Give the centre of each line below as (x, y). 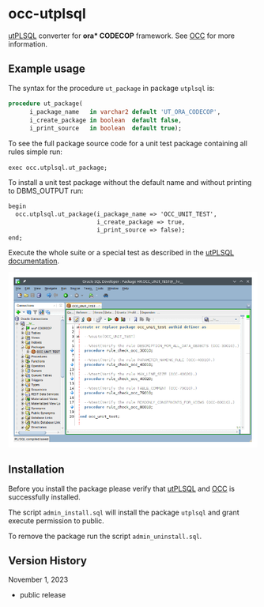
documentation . (34, 261)
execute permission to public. (56, 520)
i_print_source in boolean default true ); (105, 128)
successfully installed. (44, 497)
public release (43, 595)
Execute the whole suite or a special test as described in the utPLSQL (121, 253)
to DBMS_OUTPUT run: (46, 191)
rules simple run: (36, 152)
